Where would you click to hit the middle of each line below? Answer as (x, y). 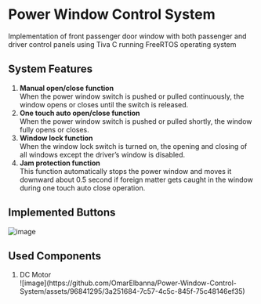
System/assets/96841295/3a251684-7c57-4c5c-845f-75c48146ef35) (132, 291)
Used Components (55, 256)
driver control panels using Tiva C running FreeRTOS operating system (122, 44)
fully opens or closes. (54, 129)
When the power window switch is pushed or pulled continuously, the (132, 96)
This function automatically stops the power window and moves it (125, 171)
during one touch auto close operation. (82, 188)
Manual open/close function (67, 88)
